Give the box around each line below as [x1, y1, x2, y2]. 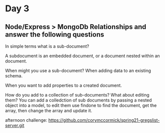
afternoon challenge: [5, 117, 48, 123]
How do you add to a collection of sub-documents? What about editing [5, 92, 150, 98]
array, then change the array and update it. [5, 108, 92, 113]
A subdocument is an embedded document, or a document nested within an [5, 53, 160, 59]
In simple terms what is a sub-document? [5, 43, 89, 49]
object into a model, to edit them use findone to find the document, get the [5, 102, 157, 108]
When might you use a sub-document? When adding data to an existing [5, 67, 152, 73]
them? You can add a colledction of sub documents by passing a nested [5, 97, 152, 103]
